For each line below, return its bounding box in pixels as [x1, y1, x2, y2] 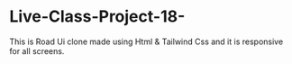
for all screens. [9, 45, 65, 56]
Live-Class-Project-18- [9, 6, 186, 27]
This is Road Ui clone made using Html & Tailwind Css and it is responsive [9, 36, 284, 47]
